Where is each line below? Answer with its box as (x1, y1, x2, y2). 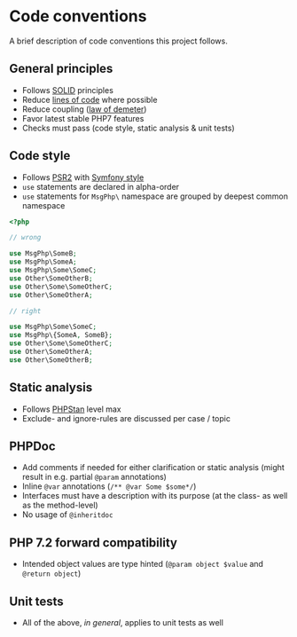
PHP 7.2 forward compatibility (9, 535, 177, 550)
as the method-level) (21, 499, 99, 511)
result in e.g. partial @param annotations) (21, 472, 167, 483)
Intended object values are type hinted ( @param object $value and (21, 559, 264, 570)
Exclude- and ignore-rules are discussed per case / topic (21, 413, 231, 423)
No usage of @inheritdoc (21, 509, 113, 520)
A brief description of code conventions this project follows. (9, 35, 228, 46)
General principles (9, 61, 113, 76)
